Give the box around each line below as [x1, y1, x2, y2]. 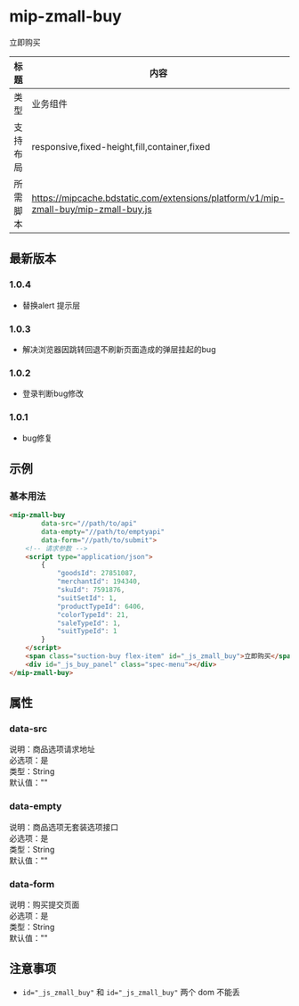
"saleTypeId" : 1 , [56, 618, 122, 628]
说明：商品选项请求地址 [9, 744, 95, 754]
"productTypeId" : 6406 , [56, 602, 145, 611]
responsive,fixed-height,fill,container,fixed [31, 140, 211, 153]
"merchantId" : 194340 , [56, 577, 141, 586]
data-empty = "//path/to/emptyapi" [41, 527, 166, 536]
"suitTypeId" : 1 [56, 627, 117, 636]
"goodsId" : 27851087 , [56, 569, 138, 578]
